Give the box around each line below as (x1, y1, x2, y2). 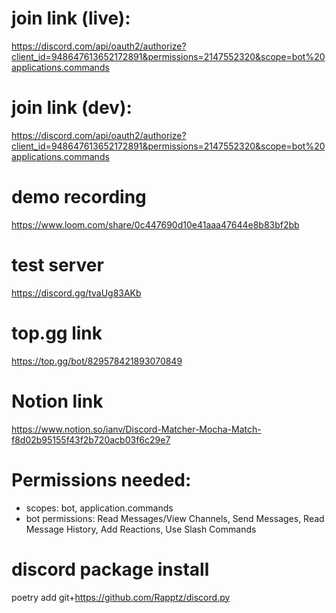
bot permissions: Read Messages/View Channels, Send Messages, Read (25, 512, 325, 524)
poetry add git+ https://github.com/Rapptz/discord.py (11, 591, 231, 603)
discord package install (11, 558, 210, 581)
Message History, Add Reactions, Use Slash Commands (25, 523, 257, 535)
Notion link (11, 390, 104, 412)
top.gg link (11, 322, 103, 344)
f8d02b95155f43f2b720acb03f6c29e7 (11, 433, 171, 446)
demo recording (11, 186, 147, 209)
